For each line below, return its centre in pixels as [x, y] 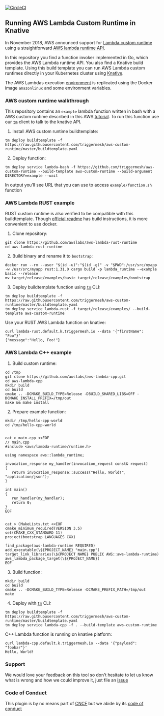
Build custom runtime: [34, 363]
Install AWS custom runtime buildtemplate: [55, 131]
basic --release [22, 274]
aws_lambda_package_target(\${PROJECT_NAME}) [52, 558]
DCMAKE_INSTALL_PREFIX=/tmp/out [38, 398]
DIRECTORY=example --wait [31, 176]
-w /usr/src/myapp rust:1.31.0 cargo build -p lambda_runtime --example [81, 269]
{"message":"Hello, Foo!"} [33, 340]
